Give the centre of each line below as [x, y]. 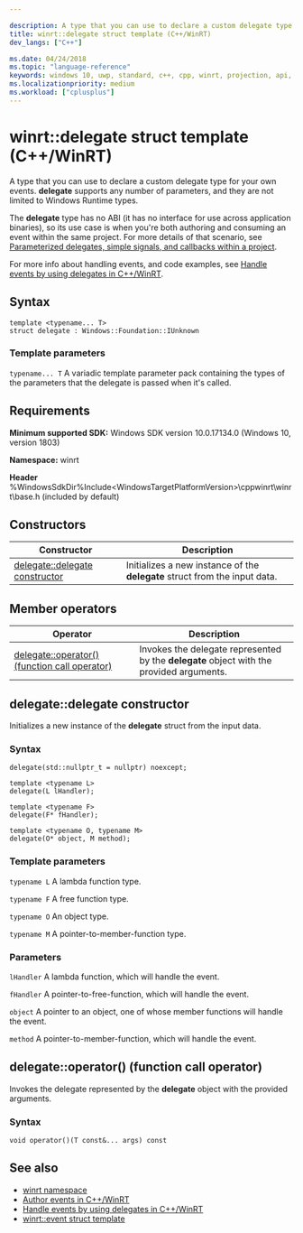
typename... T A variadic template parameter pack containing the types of [147, 373]
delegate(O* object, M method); [70, 839]
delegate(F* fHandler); [54, 815]
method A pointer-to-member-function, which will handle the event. [133, 1038]
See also [34, 1168]
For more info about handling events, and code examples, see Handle [138, 264]
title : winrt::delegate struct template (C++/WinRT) [110, 34]
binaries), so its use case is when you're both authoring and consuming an [148, 227]
